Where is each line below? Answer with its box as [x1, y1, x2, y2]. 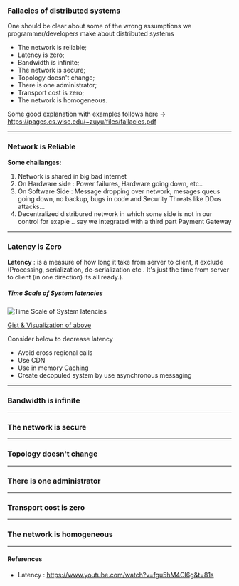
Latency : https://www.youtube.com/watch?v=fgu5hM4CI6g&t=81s [17, 570, 214, 579]
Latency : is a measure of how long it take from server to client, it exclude [7, 257, 223, 266]
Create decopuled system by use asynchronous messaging [17, 371, 192, 379]
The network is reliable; [17, 43, 87, 52]
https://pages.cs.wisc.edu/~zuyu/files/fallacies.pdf [7, 117, 156, 126]
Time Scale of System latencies [7, 289, 103, 297]
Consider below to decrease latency [7, 334, 114, 343]
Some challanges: [7, 158, 62, 166]
